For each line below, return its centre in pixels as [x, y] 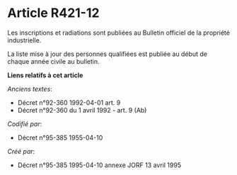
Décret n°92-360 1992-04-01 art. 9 [69, 102]
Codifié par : [25, 124]
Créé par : [21, 151]
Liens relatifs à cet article [45, 75]
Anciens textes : [30, 89]
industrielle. [24, 40]
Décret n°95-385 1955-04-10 [60, 137]
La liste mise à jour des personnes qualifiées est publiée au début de [107, 54]
